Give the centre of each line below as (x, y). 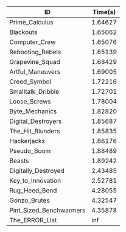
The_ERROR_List (33, 220)
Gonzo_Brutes (30, 200)
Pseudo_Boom (30, 151)
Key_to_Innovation (35, 181)
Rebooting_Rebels (35, 52)
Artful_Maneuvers (35, 72)
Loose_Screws (30, 101)
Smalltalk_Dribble (34, 92)
